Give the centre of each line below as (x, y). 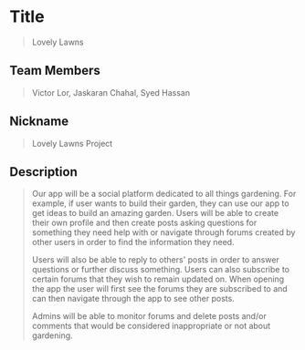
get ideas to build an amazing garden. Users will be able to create (155, 213)
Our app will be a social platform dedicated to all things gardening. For (164, 194)
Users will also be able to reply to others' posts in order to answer (156, 260)
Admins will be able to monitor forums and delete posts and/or (149, 316)
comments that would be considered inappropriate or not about (151, 326)
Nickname (39, 122)
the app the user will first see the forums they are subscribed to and (159, 289)
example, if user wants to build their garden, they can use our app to (160, 203)
